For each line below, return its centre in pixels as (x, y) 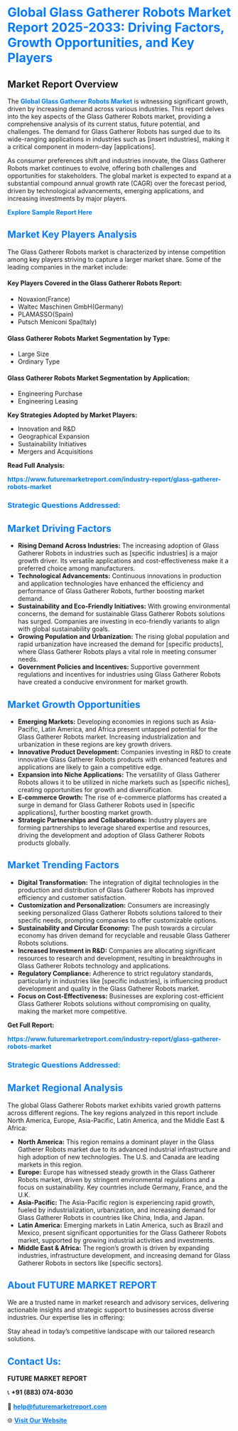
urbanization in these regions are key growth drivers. (95, 744)
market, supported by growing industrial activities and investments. (116, 1240)
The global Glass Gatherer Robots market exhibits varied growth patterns (114, 1105)
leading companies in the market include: (68, 267)
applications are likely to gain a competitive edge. (90, 766)
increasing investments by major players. (67, 198)
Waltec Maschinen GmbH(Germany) (71, 307)
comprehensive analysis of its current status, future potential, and (104, 124)
